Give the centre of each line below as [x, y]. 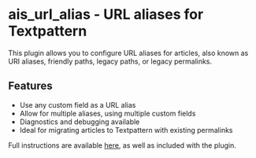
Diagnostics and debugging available [80, 121]
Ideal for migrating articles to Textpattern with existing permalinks [126, 130]
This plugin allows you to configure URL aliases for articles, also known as [128, 53]
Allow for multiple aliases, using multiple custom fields [108, 113]
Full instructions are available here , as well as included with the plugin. [122, 145]
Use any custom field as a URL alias [78, 105]
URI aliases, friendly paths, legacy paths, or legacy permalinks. [110, 61]
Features [30, 86]
